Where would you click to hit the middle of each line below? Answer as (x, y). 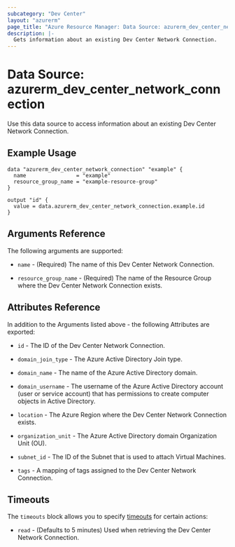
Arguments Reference (57, 234)
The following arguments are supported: (65, 250)
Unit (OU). (32, 443)
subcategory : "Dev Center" (47, 14)
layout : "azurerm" (34, 20)
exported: (21, 332)
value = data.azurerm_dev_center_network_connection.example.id (109, 206)
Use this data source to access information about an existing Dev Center (112, 124)
